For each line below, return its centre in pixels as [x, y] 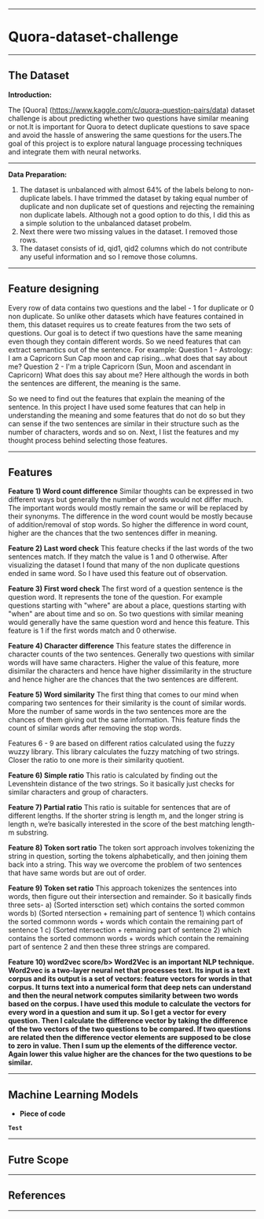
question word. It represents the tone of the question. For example [115, 597]
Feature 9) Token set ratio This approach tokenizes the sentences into [123, 888]
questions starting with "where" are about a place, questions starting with [127, 606]
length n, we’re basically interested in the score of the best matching [119, 824]
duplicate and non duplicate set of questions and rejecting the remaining [137, 206]
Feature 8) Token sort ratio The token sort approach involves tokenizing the [132, 848]
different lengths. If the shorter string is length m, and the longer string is [126, 816]
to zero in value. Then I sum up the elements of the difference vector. [123, 1046]
